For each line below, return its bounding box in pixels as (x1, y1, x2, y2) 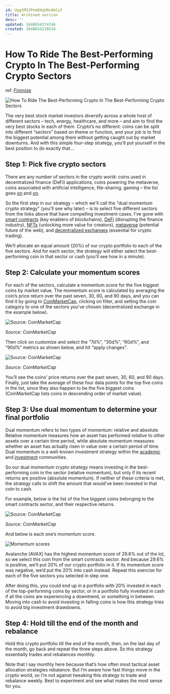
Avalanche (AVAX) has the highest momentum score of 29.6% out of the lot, (5, 551, 165, 557)
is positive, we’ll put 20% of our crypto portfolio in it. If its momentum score (5, 561, 164, 567)
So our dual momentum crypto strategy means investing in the (5, 464, 137, 470)
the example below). (5, 309, 48, 315)
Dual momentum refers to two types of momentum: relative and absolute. (5, 427, 159, 433)
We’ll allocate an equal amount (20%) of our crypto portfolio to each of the (5, 242, 162, 248)
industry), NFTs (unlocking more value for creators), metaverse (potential (5, 221, 159, 228)
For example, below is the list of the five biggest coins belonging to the (5, 495, 154, 502)
